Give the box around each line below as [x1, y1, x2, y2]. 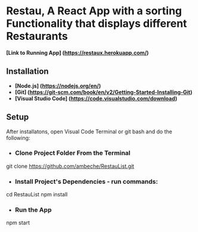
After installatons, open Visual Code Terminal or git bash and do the [6, 128, 172, 135]
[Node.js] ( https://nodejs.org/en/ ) [14, 82, 101, 89]
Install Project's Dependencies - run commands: [14, 177, 158, 186]
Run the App [14, 206, 52, 214]
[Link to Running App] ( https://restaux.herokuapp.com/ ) [6, 49, 149, 56]
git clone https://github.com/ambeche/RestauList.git [6, 162, 134, 170]
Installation [6, 67, 49, 77]
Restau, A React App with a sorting [6, 4, 182, 18]
